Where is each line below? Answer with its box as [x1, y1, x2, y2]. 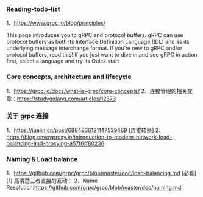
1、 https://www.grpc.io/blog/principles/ [6, 19, 105, 27]
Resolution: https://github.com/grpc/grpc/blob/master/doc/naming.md [6, 184, 182, 192]
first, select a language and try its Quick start [6, 57, 119, 65]
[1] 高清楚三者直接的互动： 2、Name [6, 177, 98, 184]
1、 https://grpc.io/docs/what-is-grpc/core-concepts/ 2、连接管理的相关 [6, 87, 188, 94]
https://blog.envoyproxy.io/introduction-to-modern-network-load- [6, 133, 173, 140]
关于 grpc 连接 [6, 111, 49, 120]
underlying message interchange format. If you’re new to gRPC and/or [6, 44, 183, 52]
